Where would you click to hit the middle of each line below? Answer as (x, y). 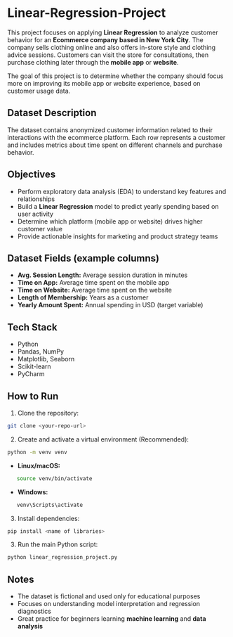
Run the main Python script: (58, 545)
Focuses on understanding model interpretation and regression (108, 604)
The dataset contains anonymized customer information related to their (110, 130)
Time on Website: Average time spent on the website (94, 290)
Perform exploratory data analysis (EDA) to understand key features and (122, 191)
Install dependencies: (48, 518)
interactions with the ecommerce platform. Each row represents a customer (116, 137)
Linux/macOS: (39, 465)
